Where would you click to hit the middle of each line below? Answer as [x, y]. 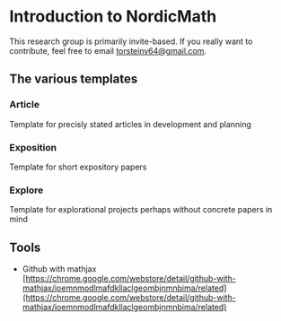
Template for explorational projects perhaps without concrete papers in [141, 210]
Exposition [33, 147]
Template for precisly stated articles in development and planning [130, 124]
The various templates [74, 79]
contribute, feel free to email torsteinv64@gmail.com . [108, 50]
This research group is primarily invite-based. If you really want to [131, 41]
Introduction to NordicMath [113, 17]
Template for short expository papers [78, 167]
